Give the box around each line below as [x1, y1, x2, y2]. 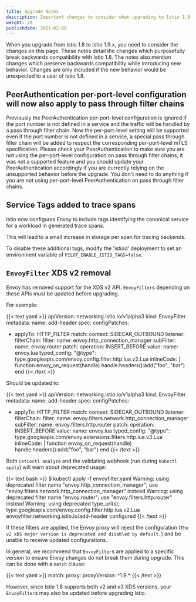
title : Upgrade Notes [6, 8, 59, 15]
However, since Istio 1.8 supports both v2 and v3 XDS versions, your [6, 583, 171, 590]
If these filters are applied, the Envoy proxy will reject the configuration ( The [6, 524, 189, 531]
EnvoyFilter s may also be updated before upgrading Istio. [6, 589, 147, 596]
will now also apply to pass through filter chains [6, 98, 185, 109]
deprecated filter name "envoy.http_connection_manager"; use [6, 481, 158, 488]
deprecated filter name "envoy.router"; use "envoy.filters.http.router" [6, 494, 173, 501]
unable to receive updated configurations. [6, 536, 107, 543]
